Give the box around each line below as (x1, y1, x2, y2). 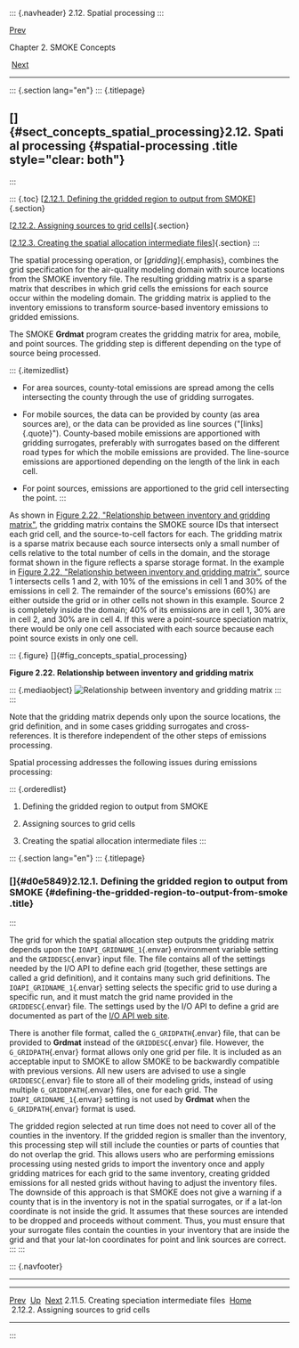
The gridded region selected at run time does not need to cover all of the (9, 1121, 276, 1132)
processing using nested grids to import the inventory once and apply (9, 1158, 265, 1170)
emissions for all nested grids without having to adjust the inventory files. (9, 1178, 278, 1189)
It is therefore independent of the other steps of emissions (53, 730, 267, 740)
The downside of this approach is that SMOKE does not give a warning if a (9, 1187, 282, 1197)
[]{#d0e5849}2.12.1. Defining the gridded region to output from (9, 875, 288, 887)
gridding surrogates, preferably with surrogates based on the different (21, 437, 280, 448)
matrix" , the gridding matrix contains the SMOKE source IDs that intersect (9, 519, 279, 529)
